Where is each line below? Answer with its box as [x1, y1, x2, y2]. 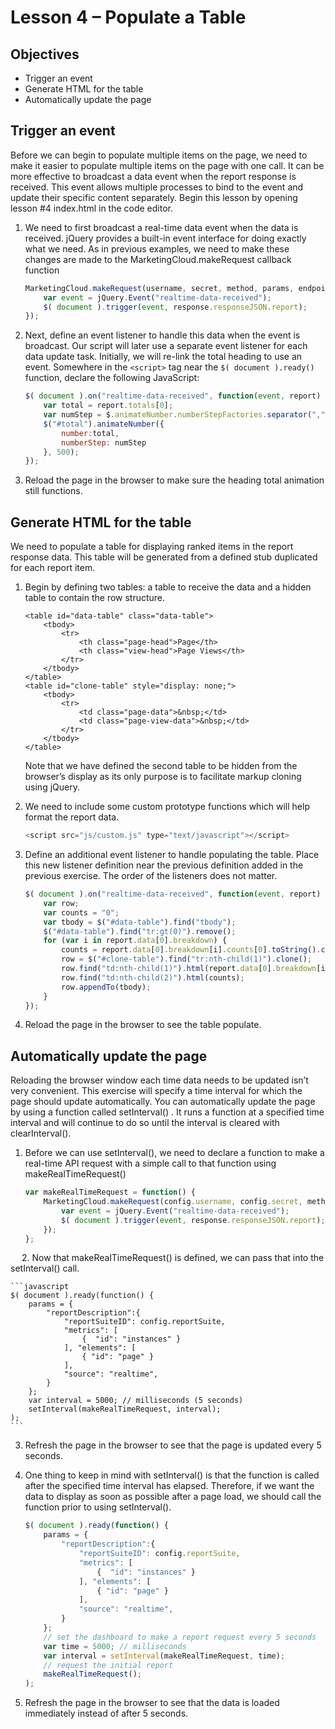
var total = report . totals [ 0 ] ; [43, 401, 174, 411]
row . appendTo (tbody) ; [61, 982, 152, 992]
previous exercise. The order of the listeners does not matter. [24, 870, 278, 881]
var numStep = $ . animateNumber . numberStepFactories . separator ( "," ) [43, 410, 330, 420]
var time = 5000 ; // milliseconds [43, 1641, 187, 1651]
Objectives [10, 46, 80, 63]
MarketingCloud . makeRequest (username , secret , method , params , [24, 283, 295, 293]
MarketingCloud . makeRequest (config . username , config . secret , [43, 1197, 303, 1207]
